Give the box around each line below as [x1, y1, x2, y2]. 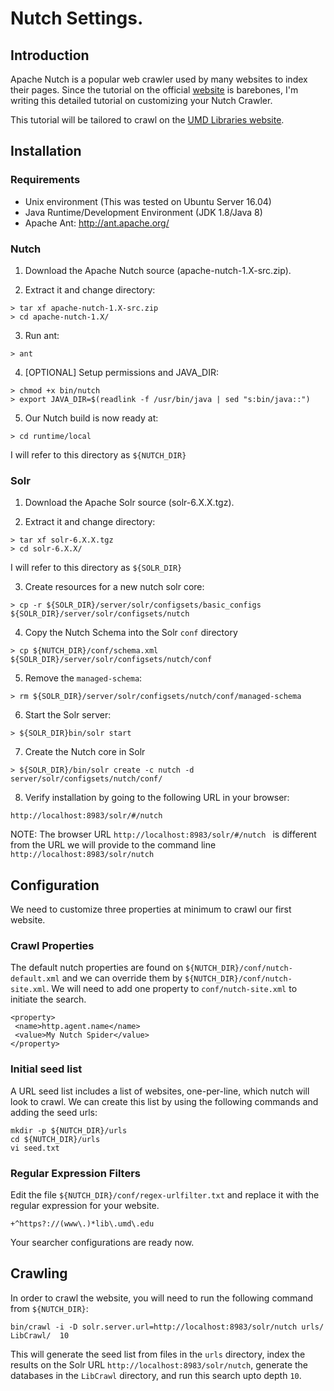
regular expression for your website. [10, 1199, 160, 1211]
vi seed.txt [10, 1143, 60, 1153]
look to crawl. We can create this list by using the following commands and [10, 1095, 319, 1107]
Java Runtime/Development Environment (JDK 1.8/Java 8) [24, 206, 263, 218]
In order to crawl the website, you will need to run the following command [10, 1292, 314, 1304]
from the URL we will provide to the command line [10, 839, 217, 851]
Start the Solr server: [24, 709, 112, 721]
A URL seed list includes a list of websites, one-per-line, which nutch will [10, 1085, 310, 1097]
